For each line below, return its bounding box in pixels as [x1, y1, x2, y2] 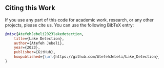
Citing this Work [5, 4, 55, 12]
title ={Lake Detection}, [14, 36, 64, 41]
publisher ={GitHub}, [14, 50, 56, 55]
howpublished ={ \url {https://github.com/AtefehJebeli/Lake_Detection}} [14, 54, 161, 59]
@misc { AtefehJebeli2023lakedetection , [5, 31, 84, 36]
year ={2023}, [14, 45, 41, 50]
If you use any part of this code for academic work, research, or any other [5, 17, 154, 23]
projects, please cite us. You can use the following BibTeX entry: [5, 22, 134, 28]
